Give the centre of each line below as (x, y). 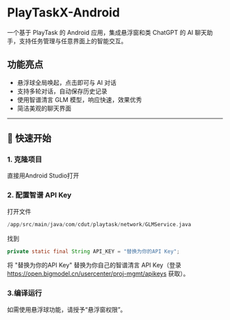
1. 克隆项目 (25, 160)
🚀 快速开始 (29, 138)
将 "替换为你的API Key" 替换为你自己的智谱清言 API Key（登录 (94, 265)
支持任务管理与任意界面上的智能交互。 (73, 41)
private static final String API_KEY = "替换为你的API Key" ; (93, 251)
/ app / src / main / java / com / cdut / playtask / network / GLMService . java (99, 224)
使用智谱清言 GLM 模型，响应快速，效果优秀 (79, 99)
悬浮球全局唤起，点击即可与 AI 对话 (67, 82)
